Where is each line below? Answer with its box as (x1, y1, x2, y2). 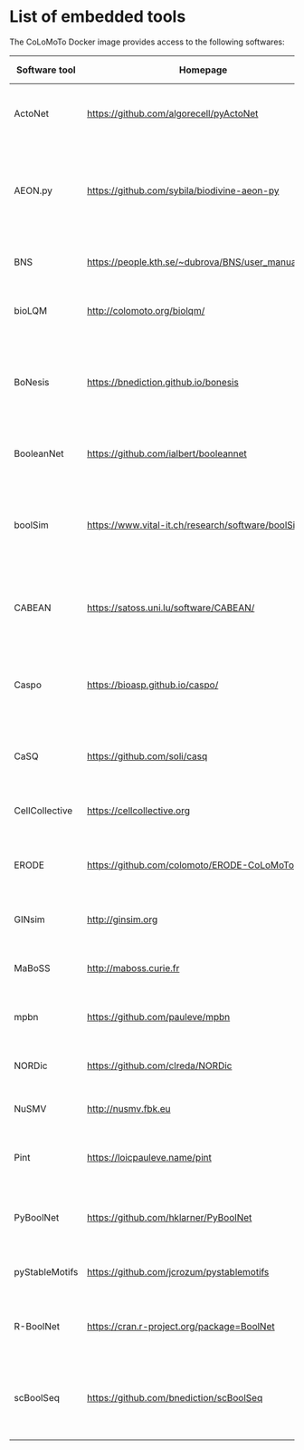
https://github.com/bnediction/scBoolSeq (87, 1391, 263, 1404)
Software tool (16, 63, 76, 76)
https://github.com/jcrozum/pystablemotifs (87, 1265, 270, 1278)
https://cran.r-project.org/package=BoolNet (87, 1319, 275, 1332)
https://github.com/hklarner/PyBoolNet (87, 1211, 252, 1223)
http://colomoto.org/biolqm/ (87, 304, 205, 316)
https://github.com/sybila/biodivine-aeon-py (87, 184, 280, 197)
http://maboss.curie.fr (87, 961, 180, 974)
